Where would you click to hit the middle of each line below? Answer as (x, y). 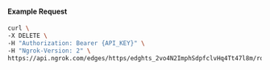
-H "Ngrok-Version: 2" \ (49, 51)
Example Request (37, 11)
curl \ (19, 28)
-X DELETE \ (27, 36)
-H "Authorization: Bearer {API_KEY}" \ (77, 43)
